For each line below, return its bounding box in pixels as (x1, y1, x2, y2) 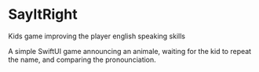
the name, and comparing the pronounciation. (8, 55, 157, 64)
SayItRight (8, 5, 78, 23)
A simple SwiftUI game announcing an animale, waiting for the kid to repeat (8, 46, 252, 56)
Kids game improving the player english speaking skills (8, 31, 186, 41)
